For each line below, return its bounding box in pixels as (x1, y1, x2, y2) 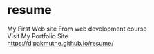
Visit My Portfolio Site (7, 31, 69, 40)
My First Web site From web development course (7, 25, 147, 33)
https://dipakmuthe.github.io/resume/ (7, 39, 114, 47)
